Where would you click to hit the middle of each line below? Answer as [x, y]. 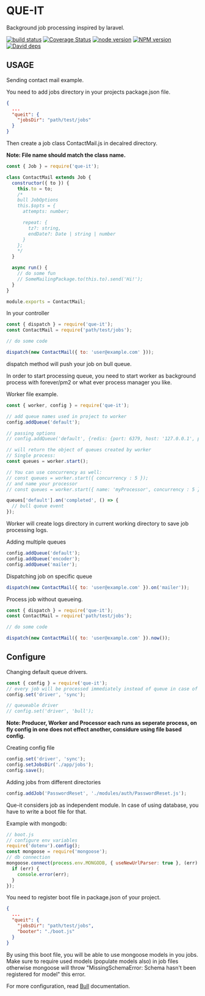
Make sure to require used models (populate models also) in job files [92, 961]
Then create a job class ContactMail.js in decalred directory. [82, 143]
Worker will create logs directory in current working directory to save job [98, 523]
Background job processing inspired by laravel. [66, 28]
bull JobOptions [38, 200]
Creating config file [31, 748]
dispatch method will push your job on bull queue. [69, 364]
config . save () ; [26, 770]
